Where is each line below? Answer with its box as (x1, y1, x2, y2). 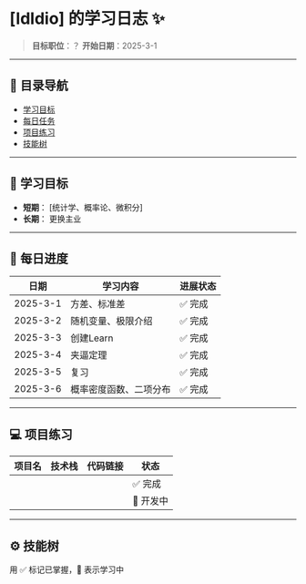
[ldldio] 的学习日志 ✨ (9, 8, 166, 29)
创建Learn (70, 332, 114, 344)
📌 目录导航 (9, 78, 68, 94)
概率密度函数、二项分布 (70, 384, 171, 396)
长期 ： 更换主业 (22, 213, 82, 224)
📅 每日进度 (9, 251, 68, 266)
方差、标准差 (70, 298, 126, 311)
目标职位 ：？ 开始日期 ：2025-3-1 (31, 40, 158, 51)
